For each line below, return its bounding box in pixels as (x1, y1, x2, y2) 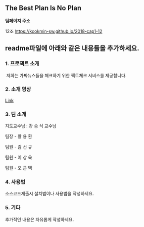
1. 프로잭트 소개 (5, 60, 40, 67)
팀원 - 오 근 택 (5, 165, 32, 171)
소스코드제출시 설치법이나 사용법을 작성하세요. (5, 190, 94, 197)
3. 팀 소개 (5, 111, 27, 118)
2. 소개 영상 (5, 86, 31, 93)
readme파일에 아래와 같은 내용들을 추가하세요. (5, 44, 140, 52)
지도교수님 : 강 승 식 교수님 (5, 123, 57, 129)
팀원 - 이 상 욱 (5, 154, 32, 160)
